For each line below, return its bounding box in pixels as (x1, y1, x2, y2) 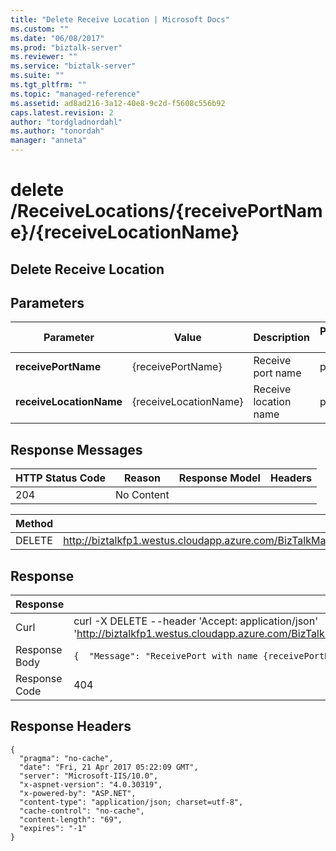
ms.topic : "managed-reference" (10, 89, 141, 99)
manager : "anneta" (10, 136, 87, 146)
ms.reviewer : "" (10, 52, 78, 62)
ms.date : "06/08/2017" (10, 33, 105, 43)
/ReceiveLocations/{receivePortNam (10, 200, 323, 223)
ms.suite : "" (10, 71, 65, 81)
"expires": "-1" (19, 823, 87, 833)
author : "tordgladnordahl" (10, 117, 123, 127)
